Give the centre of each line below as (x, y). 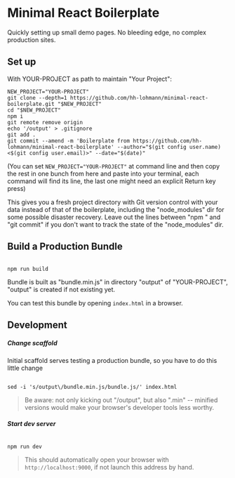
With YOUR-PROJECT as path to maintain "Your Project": (89, 79)
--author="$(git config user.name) (169, 147)
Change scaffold (32, 343)
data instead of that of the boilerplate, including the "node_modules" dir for (116, 209)
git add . (22, 135)
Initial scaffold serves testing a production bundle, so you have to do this (112, 360)
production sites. (32, 39)
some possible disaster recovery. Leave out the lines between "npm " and (114, 217)
